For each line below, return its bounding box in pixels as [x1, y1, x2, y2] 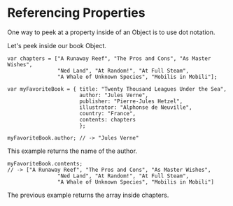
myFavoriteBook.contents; [7, 160, 83, 167]
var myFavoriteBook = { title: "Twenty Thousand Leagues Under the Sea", [7, 85, 227, 92]
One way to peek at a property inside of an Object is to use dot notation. [7, 28, 216, 36]
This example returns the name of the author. [7, 147, 138, 155]
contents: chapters [79, 116, 136, 123]
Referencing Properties [7, 5, 146, 21]
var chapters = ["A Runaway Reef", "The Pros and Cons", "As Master [7, 54, 211, 62]
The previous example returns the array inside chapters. [7, 191, 169, 199]
